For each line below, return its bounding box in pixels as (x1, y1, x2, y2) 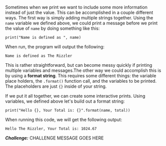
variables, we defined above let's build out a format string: (5, 98, 125, 104)
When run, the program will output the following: (5, 44, 105, 49)
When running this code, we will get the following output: (5, 117, 122, 123)
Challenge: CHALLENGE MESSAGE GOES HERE (5, 135, 104, 141)
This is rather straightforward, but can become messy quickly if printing (5, 62, 153, 68)
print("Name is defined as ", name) (5, 35, 81, 40)
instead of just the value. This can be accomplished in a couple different (5, 9, 154, 15)
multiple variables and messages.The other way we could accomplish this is (5, 67, 162, 73)
